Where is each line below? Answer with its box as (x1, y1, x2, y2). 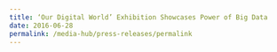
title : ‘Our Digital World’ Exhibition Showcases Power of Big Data (9, 12, 268, 22)
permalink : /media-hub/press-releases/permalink (9, 29, 193, 38)
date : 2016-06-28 (9, 21, 74, 30)
